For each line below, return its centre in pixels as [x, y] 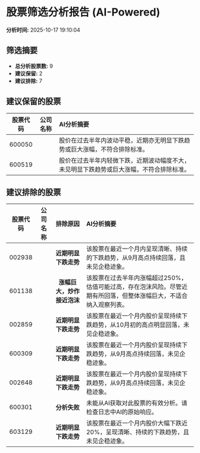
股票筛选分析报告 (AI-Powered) [83, 12]
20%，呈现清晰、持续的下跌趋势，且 [137, 432]
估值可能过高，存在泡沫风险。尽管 [134, 287]
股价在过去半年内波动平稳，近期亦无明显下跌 [122, 140]
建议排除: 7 [29, 80]
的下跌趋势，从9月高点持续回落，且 [136, 258]
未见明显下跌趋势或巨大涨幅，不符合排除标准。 [125, 169]
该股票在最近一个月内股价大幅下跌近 [137, 423]
